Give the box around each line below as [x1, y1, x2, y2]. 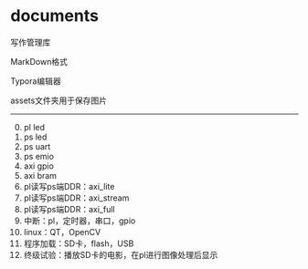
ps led [23, 131, 48, 142]
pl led [23, 121, 45, 132]
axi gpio [23, 160, 54, 171]
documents [10, 5, 100, 26]
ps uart [23, 140, 51, 151]
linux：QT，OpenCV [23, 226, 101, 237]
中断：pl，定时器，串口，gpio [23, 215, 136, 226]
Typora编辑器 [10, 75, 62, 87]
